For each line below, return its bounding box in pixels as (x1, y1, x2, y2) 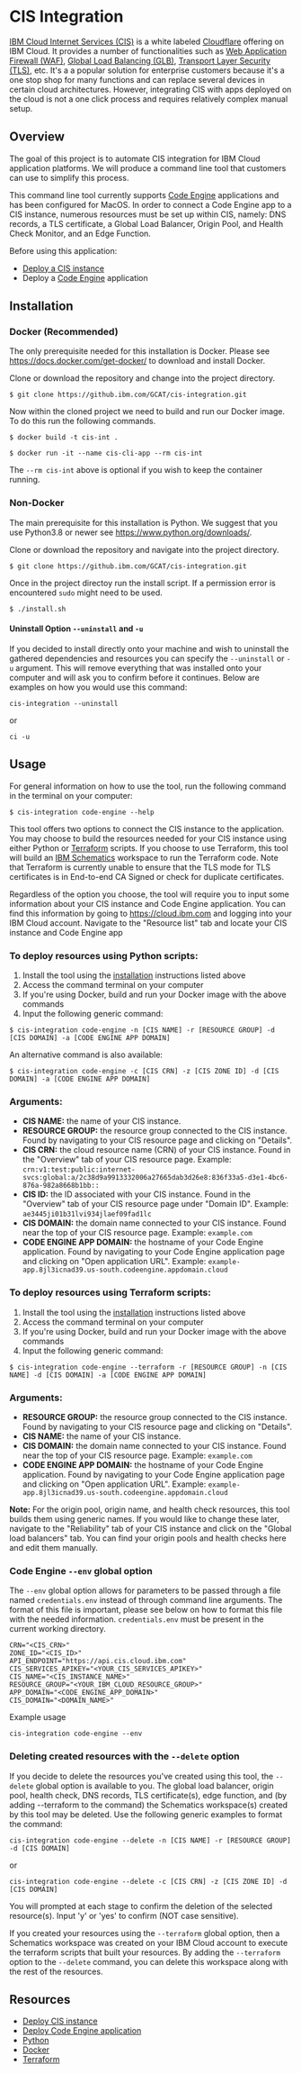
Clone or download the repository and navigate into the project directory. (9, 544, 279, 555)
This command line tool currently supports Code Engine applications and (9, 189, 279, 200)
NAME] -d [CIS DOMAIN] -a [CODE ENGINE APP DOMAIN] (9, 1371, 207, 1380)
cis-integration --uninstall (9, 699, 119, 708)
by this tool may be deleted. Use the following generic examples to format (9, 1808, 283, 1820)
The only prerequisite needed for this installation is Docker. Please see (9, 346, 270, 357)
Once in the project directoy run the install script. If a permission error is (9, 577, 276, 588)
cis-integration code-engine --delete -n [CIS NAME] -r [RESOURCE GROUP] (9, 1835, 292, 1845)
